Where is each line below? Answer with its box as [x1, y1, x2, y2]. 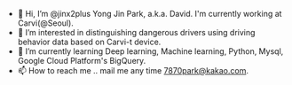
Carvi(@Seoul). [17, 18, 74, 28]
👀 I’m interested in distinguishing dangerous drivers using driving [17, 27, 256, 37]
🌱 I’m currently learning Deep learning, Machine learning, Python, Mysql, [17, 46, 284, 57]
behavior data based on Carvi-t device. [17, 36, 162, 47]
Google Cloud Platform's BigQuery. [17, 56, 146, 66]
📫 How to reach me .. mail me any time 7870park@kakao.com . [17, 66, 249, 75]
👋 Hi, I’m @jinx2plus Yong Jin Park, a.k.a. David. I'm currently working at [17, 9, 282, 19]
